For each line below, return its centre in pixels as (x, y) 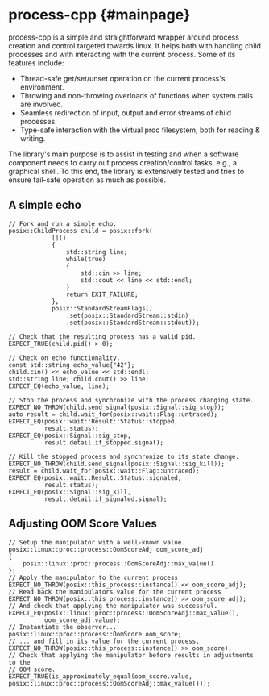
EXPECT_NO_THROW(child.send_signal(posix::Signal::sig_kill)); (117, 464)
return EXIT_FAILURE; (102, 294)
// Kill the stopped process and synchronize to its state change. (124, 456)
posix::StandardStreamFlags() (102, 308)
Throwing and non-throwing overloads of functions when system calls (137, 95)
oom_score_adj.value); (82, 620)
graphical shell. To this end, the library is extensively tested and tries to (126, 171)
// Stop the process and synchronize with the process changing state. (131, 400)
